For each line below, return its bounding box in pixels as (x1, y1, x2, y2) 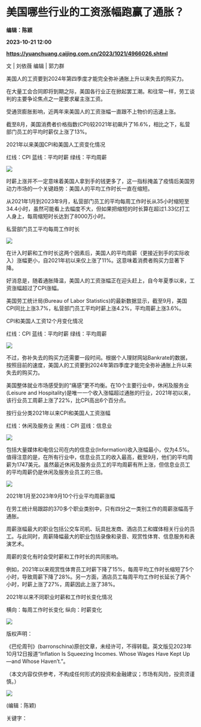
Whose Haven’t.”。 (22, 658, 69, 665)
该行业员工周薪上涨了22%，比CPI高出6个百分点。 (6, 396, 130, 404)
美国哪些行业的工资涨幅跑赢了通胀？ (6, 5, 185, 19)
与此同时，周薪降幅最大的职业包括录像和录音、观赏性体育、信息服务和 (16, 533, 190, 540)
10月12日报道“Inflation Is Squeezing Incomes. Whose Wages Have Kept (6, 650, 182, 657)
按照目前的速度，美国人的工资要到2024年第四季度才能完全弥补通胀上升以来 (6, 361, 193, 369)
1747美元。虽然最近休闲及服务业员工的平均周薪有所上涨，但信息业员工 (16, 461, 190, 468)
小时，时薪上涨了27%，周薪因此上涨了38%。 (6, 580, 118, 588)
